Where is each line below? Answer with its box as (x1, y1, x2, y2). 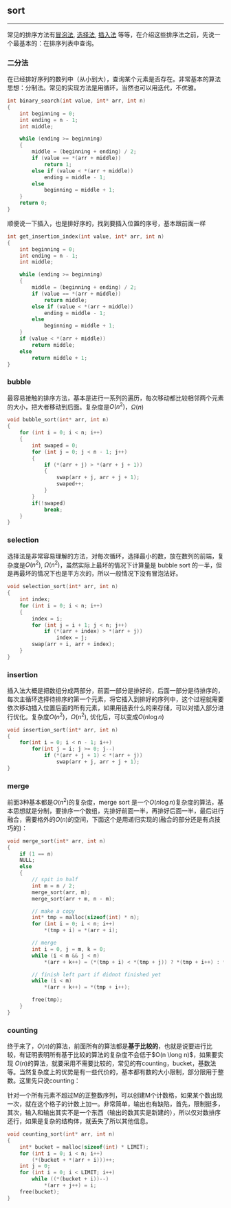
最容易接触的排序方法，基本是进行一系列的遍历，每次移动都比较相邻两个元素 (7, 394, 224, 402)
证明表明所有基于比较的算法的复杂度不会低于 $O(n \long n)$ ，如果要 (25, 1051, 218, 1059)
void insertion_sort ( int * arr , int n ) (7, 726, 118, 733)
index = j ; (56, 634, 88, 641)
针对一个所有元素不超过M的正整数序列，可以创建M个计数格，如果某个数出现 (7, 1091, 223, 1100)
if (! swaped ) (32, 499, 67, 507)
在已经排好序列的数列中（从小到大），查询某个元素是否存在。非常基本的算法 (7, 75, 221, 83)
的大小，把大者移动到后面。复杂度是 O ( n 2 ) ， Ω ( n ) (7, 401, 144, 411)
